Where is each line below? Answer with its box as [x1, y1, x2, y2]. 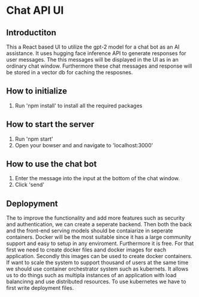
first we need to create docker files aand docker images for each [6, 246, 167, 253]
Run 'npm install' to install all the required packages [14, 102, 143, 109]
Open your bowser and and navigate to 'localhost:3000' [14, 141, 153, 148]
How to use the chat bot [6, 159, 97, 169]
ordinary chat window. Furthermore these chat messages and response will [6, 62, 192, 69]
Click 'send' [14, 181, 45, 189]
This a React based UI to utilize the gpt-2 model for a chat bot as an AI [6, 43, 180, 50]
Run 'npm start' [14, 135, 53, 143]
